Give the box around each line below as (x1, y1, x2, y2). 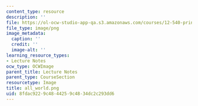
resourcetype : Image (6, 80, 57, 86)
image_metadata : (6, 31, 46, 37)
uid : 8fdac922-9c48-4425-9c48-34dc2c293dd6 (6, 91, 115, 97)
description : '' (6, 14, 46, 20)
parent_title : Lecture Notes (6, 69, 78, 75)
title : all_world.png (6, 85, 60, 91)
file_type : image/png (6, 25, 60, 31)
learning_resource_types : (6, 52, 70, 58)
